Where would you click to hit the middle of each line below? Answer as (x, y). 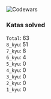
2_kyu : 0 (16, 83)
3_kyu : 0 (16, 77)
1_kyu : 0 (16, 89)
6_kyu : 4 (16, 57)
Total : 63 (18, 38)
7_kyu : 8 (16, 51)
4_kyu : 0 (16, 70)
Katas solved (26, 25)
